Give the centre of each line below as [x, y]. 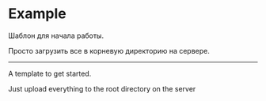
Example [37, 14]
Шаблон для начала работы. [56, 36]
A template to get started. [50, 73]
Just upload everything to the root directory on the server [102, 88]
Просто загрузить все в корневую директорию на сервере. [109, 50]
